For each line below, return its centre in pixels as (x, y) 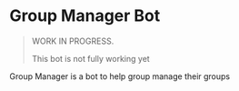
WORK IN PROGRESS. (73, 41)
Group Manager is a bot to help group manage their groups (120, 76)
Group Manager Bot (85, 16)
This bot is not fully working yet (90, 58)
